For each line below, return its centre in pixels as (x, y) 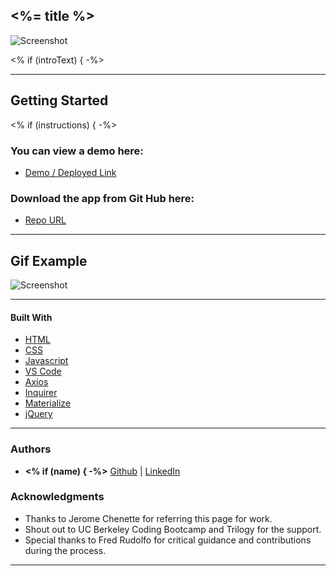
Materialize (48, 403)
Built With (31, 317)
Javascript (46, 361)
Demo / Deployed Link (70, 172)
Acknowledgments (57, 497)
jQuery (38, 414)
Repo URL (45, 220)
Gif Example (49, 260)
